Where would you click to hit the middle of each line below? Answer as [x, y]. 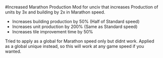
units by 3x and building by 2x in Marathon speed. [55, 12]
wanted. [13, 51]
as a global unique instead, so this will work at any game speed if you [75, 46]
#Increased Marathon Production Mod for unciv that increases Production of [82, 7]
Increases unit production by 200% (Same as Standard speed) [75, 27]
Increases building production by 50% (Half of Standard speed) [76, 22]
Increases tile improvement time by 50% [53, 32]
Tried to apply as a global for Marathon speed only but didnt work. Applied [80, 41]
